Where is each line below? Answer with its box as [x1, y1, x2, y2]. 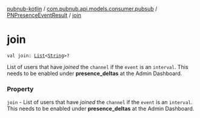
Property [7, 85, 34, 93]
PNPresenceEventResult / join [7, 11, 81, 19]
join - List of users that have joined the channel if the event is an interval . [7, 99, 193, 106]
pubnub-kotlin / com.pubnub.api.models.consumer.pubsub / [7, 5, 158, 12]
